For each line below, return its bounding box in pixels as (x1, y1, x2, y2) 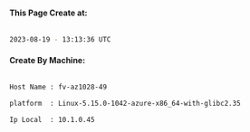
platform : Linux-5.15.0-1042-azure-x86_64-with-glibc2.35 (9, 99, 242, 108)
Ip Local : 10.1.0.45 (9, 116, 95, 125)
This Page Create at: (9, 7, 88, 18)
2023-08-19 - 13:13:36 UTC (9, 35, 111, 44)
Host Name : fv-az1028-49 (9, 82, 107, 92)
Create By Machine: (9, 54, 86, 65)
